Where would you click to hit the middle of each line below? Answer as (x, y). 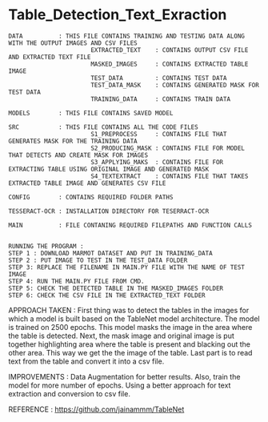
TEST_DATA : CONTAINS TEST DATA (159, 78)
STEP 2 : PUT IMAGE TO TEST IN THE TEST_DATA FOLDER (98, 260)
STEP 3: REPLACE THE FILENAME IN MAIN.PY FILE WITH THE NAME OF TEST (127, 267)
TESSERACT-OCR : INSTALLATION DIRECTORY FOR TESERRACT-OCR (109, 211)
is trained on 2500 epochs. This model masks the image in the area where (130, 327)
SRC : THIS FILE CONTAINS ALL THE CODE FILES (103, 127)
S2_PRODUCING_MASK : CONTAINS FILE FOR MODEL (168, 148)
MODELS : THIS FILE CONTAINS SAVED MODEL (91, 113)
